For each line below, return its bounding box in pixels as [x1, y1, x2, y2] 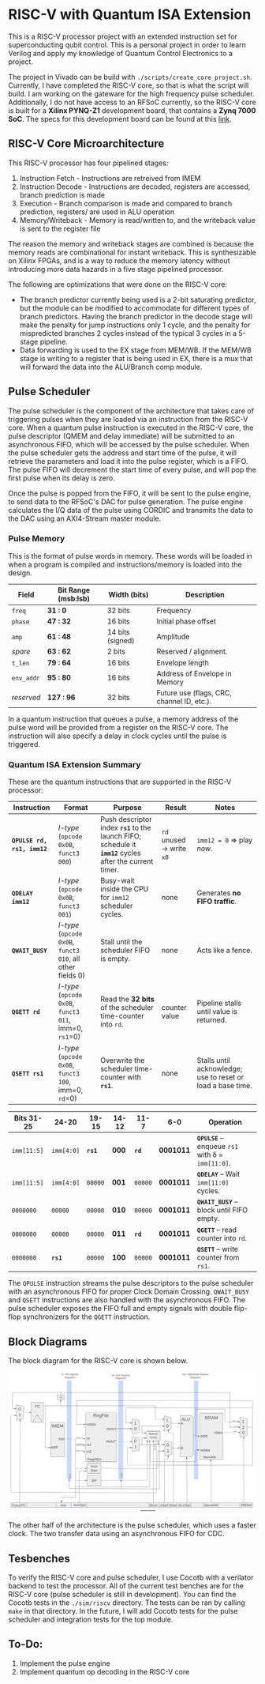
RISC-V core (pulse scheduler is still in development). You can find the [8, 1590, 237, 1599]
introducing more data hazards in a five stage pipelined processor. [8, 264, 224, 273]
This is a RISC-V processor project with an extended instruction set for [8, 32, 238, 41]
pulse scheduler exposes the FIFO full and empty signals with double [8, 1304, 233, 1313]
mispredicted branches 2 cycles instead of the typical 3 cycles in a [19, 328, 237, 337]
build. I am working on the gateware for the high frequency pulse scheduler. [8, 89, 255, 98]
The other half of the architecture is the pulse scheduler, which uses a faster [8, 1520, 256, 1530]
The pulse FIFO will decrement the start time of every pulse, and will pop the [8, 465, 256, 474]
